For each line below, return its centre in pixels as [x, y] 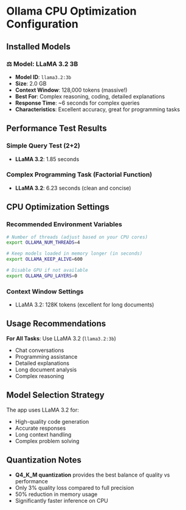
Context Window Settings [45, 291]
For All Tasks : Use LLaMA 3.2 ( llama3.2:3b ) [61, 338]
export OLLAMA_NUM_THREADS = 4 [43, 243]
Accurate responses [40, 428]
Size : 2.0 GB [31, 83]
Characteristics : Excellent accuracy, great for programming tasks [98, 109]
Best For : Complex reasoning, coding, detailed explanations [90, 96]
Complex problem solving [47, 441]
